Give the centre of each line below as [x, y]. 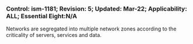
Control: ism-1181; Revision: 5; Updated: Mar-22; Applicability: [96, 9]
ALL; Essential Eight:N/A [42, 16]
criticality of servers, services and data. [54, 35]
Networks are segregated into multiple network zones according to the [91, 29]
